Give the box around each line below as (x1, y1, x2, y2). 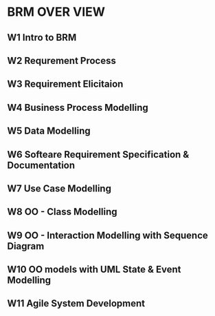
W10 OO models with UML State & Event (7, 264, 181, 275)
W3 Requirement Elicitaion (7, 78, 124, 90)
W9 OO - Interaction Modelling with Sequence (7, 229, 208, 241)
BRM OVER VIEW (7, 4, 105, 20)
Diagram (7, 240, 45, 252)
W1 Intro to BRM (7, 32, 77, 43)
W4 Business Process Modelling (7, 101, 149, 114)
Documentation (7, 159, 76, 171)
